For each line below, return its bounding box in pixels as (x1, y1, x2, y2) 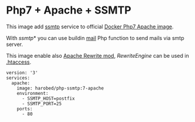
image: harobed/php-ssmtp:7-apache (16, 85, 104, 91)
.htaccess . (6, 58, 31, 65)
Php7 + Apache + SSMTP (6, 4, 131, 17)
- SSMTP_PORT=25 (21, 101, 62, 107)
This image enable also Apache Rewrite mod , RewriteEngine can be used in (6, 52, 190, 59)
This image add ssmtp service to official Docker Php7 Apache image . (6, 23, 174, 30)
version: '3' (6, 70, 38, 75)
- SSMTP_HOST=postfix (21, 95, 75, 101)
